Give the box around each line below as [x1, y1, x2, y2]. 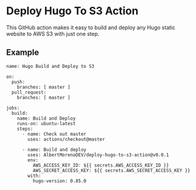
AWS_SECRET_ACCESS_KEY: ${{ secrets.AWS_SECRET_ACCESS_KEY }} [32, 167, 191, 173]
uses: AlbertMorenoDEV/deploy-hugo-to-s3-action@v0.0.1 [27, 152, 169, 158]
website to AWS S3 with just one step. [6, 30, 99, 37]
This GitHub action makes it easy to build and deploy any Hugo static [6, 24, 176, 31]
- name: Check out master [21, 131, 86, 137]
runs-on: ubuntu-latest [17, 120, 76, 126]
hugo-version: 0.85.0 [32, 177, 86, 184]
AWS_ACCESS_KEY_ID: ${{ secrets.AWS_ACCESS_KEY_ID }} [32, 162, 169, 168]
